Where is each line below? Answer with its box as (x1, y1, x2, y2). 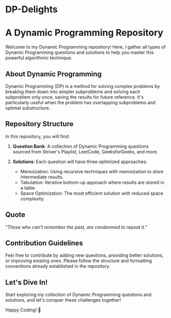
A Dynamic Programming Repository (5, 27, 163, 39)
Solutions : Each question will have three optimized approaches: (12, 158, 148, 165)
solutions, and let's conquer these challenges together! (5, 297, 121, 303)
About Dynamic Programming (5, 70, 102, 78)
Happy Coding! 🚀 (5, 307, 41, 313)
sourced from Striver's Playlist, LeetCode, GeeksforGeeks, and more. (12, 148, 158, 154)
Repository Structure (5, 120, 74, 128)
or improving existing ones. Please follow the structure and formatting (5, 258, 152, 264)
